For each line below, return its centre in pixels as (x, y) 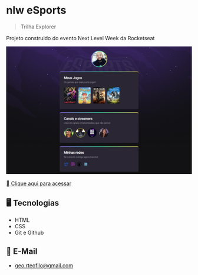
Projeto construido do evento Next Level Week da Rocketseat (80, 38)
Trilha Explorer (38, 27)
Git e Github (29, 233)
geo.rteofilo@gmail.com (44, 266)
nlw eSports (36, 10)
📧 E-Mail (22, 251)
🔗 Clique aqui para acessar (39, 183)
